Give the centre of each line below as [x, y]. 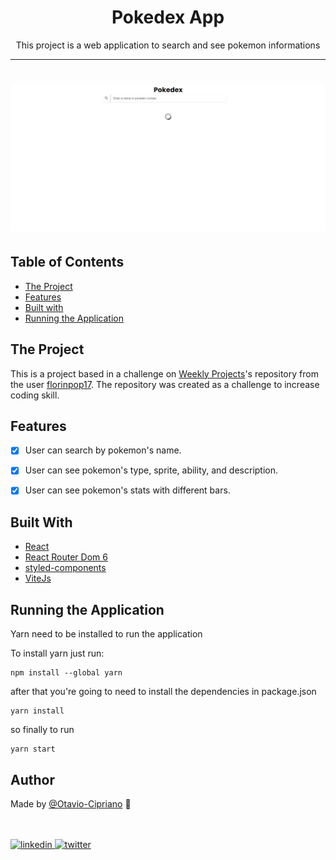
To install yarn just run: [57, 653]
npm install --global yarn [66, 673]
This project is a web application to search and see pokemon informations [168, 45]
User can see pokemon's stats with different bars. [127, 490]
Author [32, 779]
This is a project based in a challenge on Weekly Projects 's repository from [164, 373]
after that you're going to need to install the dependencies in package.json [163, 692]
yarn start [33, 749]
